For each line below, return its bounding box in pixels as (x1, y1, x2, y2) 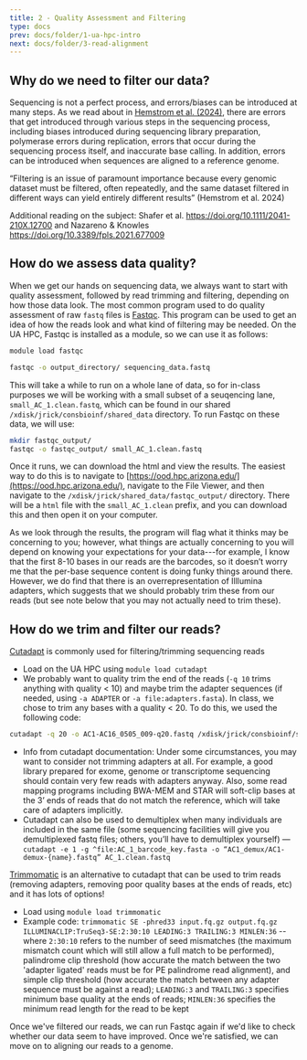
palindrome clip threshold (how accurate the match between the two (22, 955, 281, 966)
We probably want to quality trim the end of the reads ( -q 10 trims (22, 673, 271, 684)
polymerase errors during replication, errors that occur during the (9, 136, 256, 147)
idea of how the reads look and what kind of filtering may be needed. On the (9, 319, 297, 330)
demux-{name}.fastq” (22, 853, 101, 863)
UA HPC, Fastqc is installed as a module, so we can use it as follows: (9, 328, 269, 339)
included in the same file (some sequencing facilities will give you (22, 824, 270, 835)
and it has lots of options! (9, 888, 105, 900)
